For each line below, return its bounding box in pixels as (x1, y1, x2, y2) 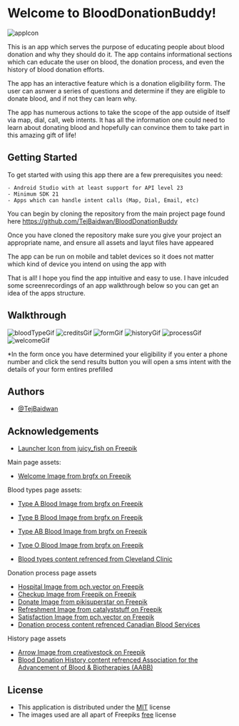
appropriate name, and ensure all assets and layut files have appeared (7, 238, 214, 247)
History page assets (7, 634, 66, 643)
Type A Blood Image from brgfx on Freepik (17, 500, 143, 508)
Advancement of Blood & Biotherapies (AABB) (17, 663, 153, 672)
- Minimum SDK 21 (7, 191, 59, 198)
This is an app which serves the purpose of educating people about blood (7, 42, 225, 51)
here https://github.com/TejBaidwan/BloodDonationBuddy (7, 216, 178, 226)
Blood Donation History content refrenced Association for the (17, 655, 198, 665)
